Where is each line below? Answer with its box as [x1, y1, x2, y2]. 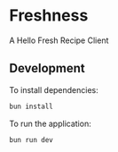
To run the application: [9, 118, 91, 129]
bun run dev [9, 135, 53, 144]
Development [9, 61, 86, 76]
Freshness [9, 5, 89, 26]
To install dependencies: [9, 84, 99, 95]
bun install [9, 102, 53, 111]
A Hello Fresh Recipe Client [9, 35, 109, 46]
